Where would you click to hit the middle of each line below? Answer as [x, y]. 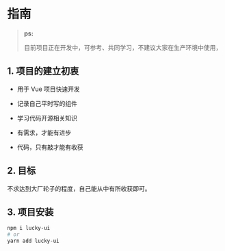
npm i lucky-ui [29, 228]
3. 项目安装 [30, 212]
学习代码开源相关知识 [47, 118]
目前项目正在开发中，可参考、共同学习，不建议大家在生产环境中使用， [123, 47]
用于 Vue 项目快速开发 [48, 89]
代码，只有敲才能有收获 [50, 147]
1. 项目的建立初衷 [43, 71]
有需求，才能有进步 [44, 132]
